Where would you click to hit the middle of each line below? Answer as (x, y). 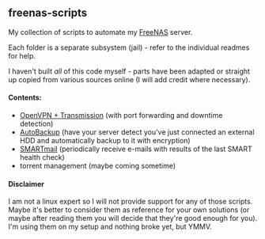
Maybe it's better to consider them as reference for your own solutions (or (129, 210)
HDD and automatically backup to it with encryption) (105, 141)
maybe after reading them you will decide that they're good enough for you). (133, 218)
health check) (42, 157)
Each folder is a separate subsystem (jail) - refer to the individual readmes (129, 47)
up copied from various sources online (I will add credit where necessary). (129, 79)
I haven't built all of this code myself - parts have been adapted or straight (129, 71)
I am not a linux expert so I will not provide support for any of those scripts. (131, 202)
